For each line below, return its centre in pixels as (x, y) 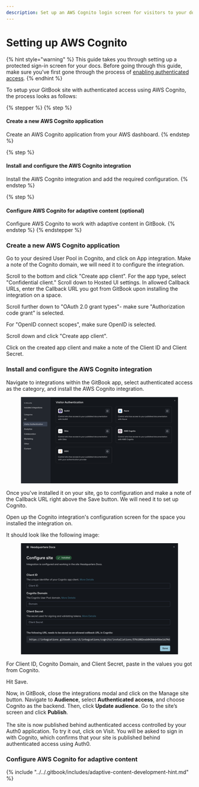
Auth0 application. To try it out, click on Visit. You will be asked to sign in (95, 731)
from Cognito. (23, 670)
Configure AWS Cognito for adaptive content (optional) (76, 211)
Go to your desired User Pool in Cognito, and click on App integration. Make (99, 258)
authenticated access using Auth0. (49, 744)
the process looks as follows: (42, 96)
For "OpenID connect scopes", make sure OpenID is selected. (81, 325)
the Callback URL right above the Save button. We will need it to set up (92, 499)
